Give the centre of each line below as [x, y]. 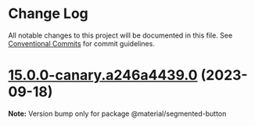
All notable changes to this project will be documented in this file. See [120, 35]
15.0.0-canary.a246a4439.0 [103, 76]
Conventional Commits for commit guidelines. [81, 43]
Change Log [48, 14]
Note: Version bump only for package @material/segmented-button [117, 113]
